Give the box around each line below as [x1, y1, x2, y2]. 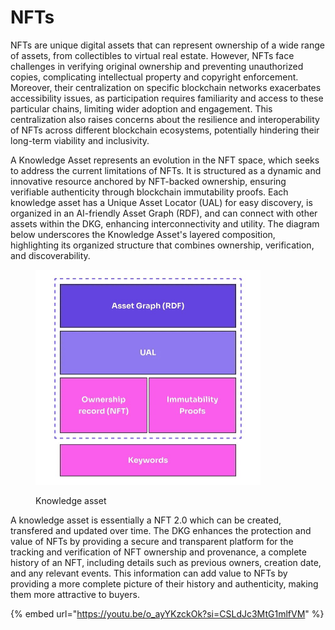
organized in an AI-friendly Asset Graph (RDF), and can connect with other [10, 207, 318, 219]
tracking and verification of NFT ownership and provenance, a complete [10, 546, 307, 558]
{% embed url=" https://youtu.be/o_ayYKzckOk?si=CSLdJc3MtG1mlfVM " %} [10, 608, 325, 620]
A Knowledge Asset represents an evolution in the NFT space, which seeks [10, 154, 320, 166]
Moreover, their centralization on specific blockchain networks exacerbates [10, 81, 322, 93]
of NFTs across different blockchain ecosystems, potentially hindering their [10, 124, 320, 136]
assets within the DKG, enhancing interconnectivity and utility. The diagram [10, 217, 320, 230]
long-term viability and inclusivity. [10, 134, 150, 146]
